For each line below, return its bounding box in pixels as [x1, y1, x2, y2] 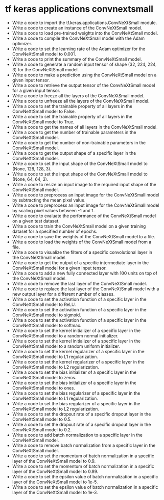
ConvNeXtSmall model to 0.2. [12, 426, 72, 433]
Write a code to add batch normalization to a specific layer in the [12, 432, 143, 438]
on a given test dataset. [12, 218, 60, 224]
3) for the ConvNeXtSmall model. [12, 66, 79, 72]
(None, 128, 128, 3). [12, 166, 52, 171]
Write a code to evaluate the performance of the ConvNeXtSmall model [12, 213, 156, 219]
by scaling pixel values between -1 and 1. [12, 207, 95, 213]
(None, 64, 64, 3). [12, 176, 48, 182]
